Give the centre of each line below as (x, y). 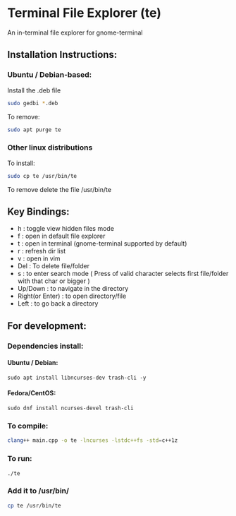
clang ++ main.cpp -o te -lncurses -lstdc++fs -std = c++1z (93, 440)
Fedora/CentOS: (32, 393)
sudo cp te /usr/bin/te (42, 176)
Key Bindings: (38, 211)
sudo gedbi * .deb (33, 103)
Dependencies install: (45, 346)
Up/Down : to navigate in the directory (73, 289)
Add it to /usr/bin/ (38, 491)
